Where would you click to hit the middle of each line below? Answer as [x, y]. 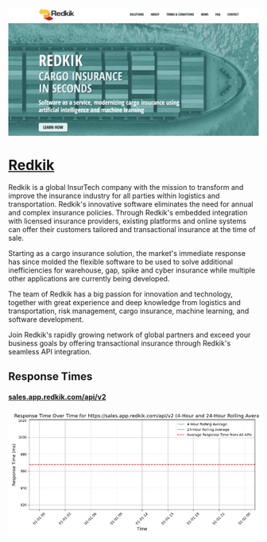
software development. [46, 319]
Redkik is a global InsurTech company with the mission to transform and [126, 187]
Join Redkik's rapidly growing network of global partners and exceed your [130, 335]
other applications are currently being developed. [89, 278]
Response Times [50, 377]
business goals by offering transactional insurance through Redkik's [120, 343]
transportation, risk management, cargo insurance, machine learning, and [129, 311]
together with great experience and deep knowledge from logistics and [124, 302]
